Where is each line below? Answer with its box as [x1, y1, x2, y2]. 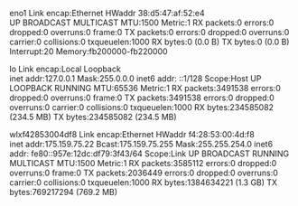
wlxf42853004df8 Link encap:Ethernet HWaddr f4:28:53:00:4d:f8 [9, 129, 255, 139]
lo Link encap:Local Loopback [9, 63, 122, 74]
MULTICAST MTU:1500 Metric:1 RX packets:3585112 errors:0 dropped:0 [9, 158, 277, 168]
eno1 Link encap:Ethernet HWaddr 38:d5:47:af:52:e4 [9, 8, 205, 18]
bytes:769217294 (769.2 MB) [9, 187, 118, 197]
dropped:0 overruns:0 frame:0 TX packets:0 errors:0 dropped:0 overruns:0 [9, 27, 290, 37]
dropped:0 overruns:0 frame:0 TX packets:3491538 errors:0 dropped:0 [9, 92, 275, 103]
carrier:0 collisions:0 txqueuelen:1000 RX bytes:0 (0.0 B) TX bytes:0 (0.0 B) [9, 36, 290, 47]
